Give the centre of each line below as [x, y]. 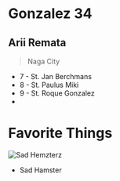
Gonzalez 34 [50, 14]
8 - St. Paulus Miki [49, 85]
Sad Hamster [40, 170]
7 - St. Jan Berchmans [56, 76]
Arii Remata [37, 43]
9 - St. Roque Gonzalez [57, 93]
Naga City [44, 61]
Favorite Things [60, 133]
